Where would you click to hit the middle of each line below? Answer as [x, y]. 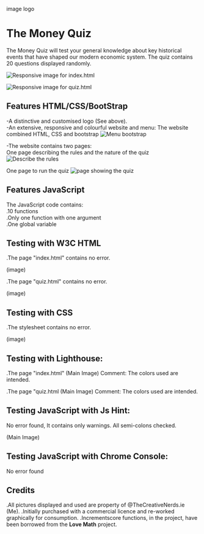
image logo [20, 9]
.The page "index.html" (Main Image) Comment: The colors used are [92, 373]
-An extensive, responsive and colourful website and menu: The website [97, 127]
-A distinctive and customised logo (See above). [67, 121]
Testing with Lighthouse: [55, 358]
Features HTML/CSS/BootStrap [67, 106]
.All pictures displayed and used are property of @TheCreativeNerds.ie [96, 505]
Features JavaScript [46, 190]
